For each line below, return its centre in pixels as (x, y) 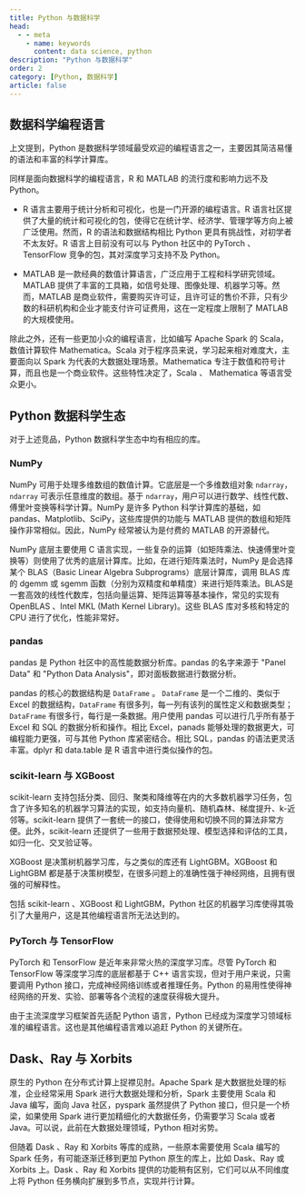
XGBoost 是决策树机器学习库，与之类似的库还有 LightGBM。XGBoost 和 (143, 862)
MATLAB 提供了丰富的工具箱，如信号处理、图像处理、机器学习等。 (147, 285)
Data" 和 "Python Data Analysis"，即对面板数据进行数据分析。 (126, 673)
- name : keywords (59, 43)
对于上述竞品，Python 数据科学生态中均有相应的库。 (108, 439)
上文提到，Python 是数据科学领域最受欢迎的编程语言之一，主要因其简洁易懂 (151, 148)
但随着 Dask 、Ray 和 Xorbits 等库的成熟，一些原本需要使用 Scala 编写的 (145, 1147)
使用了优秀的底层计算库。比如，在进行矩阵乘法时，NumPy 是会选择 (167, 561)
